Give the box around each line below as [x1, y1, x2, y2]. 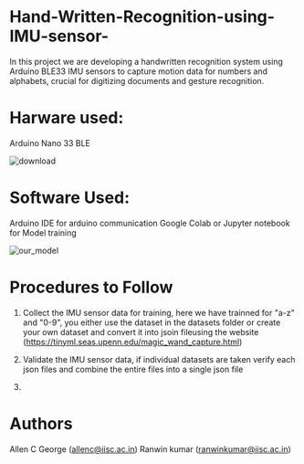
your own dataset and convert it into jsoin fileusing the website [22, 326, 259, 337]
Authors [9, 413, 73, 434]
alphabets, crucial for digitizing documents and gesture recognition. [9, 75, 265, 86]
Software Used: [9, 187, 131, 208]
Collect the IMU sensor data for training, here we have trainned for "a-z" [22, 307, 295, 318]
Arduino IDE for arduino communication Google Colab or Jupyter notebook [9, 217, 290, 228]
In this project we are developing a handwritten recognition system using [9, 56, 283, 67]
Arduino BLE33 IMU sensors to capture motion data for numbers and [9, 66, 267, 77]
